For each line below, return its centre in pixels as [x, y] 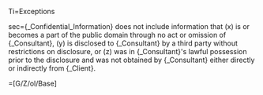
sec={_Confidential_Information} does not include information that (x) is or [129, 26]
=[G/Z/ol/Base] [33, 83]
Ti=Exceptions [32, 11]
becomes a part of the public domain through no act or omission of [117, 35]
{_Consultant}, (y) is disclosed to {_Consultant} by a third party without [123, 43]
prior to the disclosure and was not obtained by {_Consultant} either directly [131, 60]
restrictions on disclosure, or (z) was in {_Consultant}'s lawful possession [128, 51]
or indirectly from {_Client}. [52, 68]
